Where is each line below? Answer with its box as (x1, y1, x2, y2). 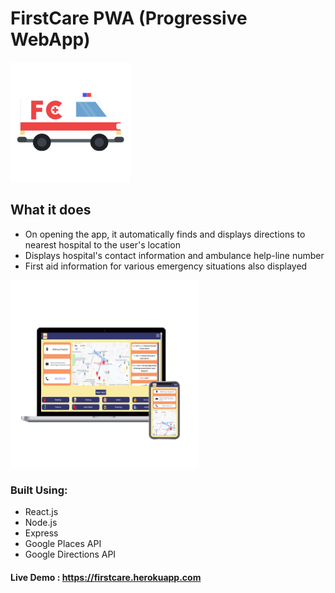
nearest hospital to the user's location (24, 238, 181, 251)
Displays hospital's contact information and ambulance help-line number (24, 249, 325, 261)
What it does (10, 202, 92, 219)
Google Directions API (24, 548, 117, 561)
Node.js (24, 517, 58, 529)
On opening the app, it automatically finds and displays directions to (24, 228, 306, 240)
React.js (24, 506, 59, 518)
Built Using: (10, 483, 68, 497)
